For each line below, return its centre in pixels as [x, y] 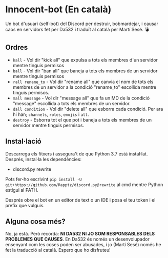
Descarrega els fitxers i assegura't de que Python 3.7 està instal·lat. [77, 154]
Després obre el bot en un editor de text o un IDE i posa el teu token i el [80, 200]
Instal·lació [24, 141]
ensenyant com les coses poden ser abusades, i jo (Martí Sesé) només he [83, 245]
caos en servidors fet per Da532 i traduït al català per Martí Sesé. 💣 [77, 29]
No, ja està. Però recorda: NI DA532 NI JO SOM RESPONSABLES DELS [80, 234]
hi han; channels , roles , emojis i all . [51, 114]
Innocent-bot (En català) [58, 9]
